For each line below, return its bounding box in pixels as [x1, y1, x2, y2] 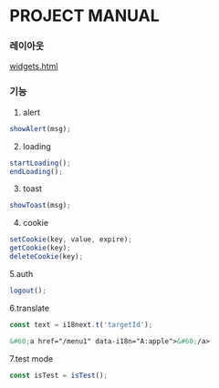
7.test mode [9, 352, 54, 364]
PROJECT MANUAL [9, 5, 160, 26]
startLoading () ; [9, 158, 71, 168]
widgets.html [9, 61, 58, 72]
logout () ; [9, 286, 47, 295]
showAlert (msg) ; [9, 124, 71, 133]
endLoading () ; [9, 167, 64, 176]
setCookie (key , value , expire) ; [9, 235, 132, 244]
